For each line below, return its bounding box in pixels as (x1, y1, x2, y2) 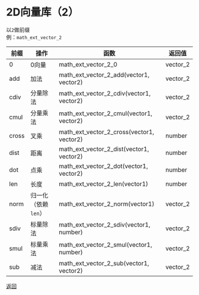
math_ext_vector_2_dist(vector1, (59, 145, 149, 153)
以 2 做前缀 (6, 26, 30, 33)
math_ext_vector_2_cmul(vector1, (59, 109, 153, 118)
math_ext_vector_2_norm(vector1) (59, 199, 155, 208)
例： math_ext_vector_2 (6, 33, 62, 40)
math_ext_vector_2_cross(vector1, (59, 128, 155, 136)
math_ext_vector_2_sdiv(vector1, (59, 220, 151, 229)
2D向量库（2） (6, 5, 79, 19)
